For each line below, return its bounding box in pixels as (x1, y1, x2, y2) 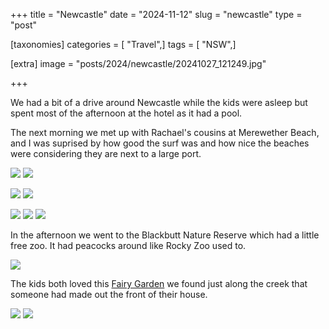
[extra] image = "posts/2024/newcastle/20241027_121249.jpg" (10, 58, 267, 69)
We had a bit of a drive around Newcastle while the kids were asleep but (10, 97, 308, 108)
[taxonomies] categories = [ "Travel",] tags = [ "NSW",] (10, 39, 237, 50)
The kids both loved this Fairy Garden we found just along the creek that (10, 278, 308, 289)
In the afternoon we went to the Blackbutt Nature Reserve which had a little (10, 229, 320, 241)
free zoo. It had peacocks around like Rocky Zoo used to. (10, 240, 247, 251)
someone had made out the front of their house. (10, 289, 208, 300)
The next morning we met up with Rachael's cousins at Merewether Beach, (10, 127, 320, 138)
